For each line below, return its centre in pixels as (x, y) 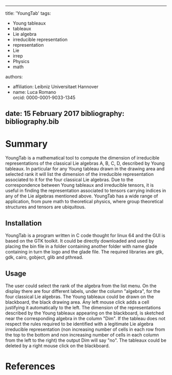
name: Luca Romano (34, 92)
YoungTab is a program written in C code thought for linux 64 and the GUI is (85, 235)
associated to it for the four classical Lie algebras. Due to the (69, 180)
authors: (14, 77)
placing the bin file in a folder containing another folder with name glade (81, 246)
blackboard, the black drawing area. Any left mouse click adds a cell (77, 302)
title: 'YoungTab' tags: (28, 13)
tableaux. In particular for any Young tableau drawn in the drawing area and (85, 169)
